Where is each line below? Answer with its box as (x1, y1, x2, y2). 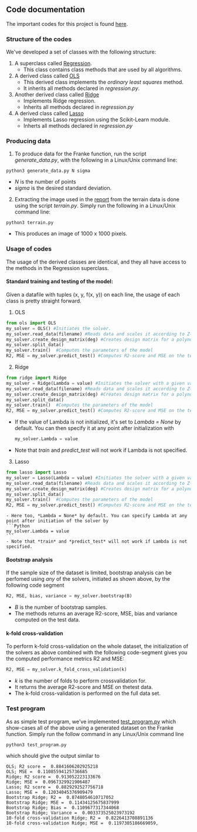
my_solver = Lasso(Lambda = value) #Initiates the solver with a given (6, 475, 185, 481)
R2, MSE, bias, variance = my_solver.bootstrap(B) (6, 593, 133, 599)
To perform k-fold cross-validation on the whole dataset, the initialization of (6, 643, 189, 650)
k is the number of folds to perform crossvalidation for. (14, 677, 147, 684)
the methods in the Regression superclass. (6, 264, 110, 271)
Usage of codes (6, 245, 52, 253)
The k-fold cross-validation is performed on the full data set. (14, 690, 161, 697)
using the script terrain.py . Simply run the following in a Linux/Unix (14, 202, 176, 209)
